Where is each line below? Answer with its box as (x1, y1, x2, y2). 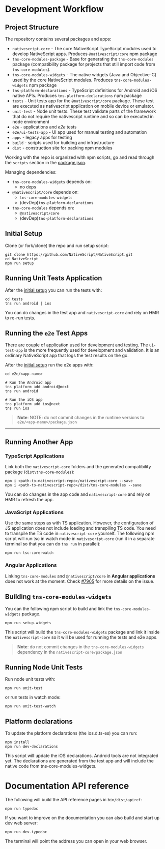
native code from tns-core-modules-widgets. (5, 763, 97, 769)
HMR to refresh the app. (5, 497, 54, 503)
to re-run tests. (5, 315, 36, 321)
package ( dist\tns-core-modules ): (5, 469, 75, 475)
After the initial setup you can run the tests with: (5, 287, 102, 293)
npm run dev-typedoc (5, 830, 48, 835)
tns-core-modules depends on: (12, 205, 75, 211)
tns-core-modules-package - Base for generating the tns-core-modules (12, 56, 154, 62)
